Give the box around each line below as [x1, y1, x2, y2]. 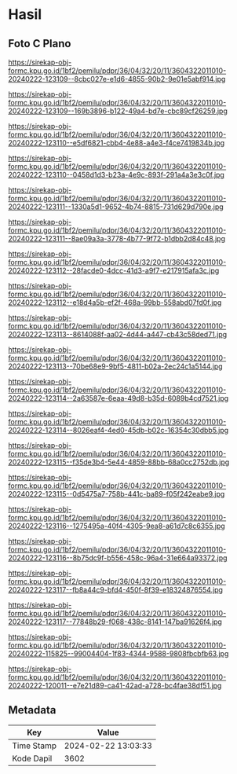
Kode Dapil [12, 753, 53, 764]
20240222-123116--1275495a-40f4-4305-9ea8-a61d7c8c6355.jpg [8, 521, 225, 530]
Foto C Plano [8, 37, 71, 50]
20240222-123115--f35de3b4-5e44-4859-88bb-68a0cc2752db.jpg [8, 457, 230, 467]
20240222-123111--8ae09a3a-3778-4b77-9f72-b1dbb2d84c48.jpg [8, 234, 226, 243]
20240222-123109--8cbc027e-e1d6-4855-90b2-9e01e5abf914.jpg [8, 75, 226, 83]
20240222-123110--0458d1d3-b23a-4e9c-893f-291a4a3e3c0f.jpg [8, 171, 225, 179]
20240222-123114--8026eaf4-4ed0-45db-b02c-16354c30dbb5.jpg [8, 426, 229, 435]
